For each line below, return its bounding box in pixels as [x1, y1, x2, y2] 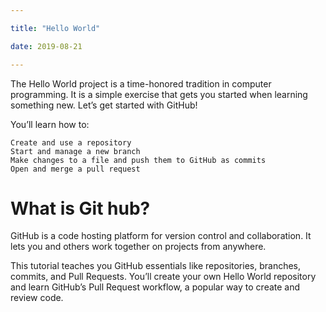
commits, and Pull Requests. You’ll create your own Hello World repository [10, 271, 317, 283]
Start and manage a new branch [10, 146, 141, 156]
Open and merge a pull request [10, 164, 141, 174]
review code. [10, 292, 64, 304]
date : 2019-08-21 [10, 41, 83, 51]
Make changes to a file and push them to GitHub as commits [10, 155, 267, 165]
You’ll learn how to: [10, 118, 90, 130]
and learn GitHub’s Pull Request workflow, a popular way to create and [10, 281, 301, 293]
